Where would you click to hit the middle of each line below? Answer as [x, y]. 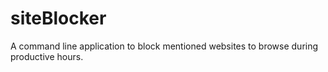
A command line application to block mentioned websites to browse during [164, 46]
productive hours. [47, 56]
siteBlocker [58, 18]
